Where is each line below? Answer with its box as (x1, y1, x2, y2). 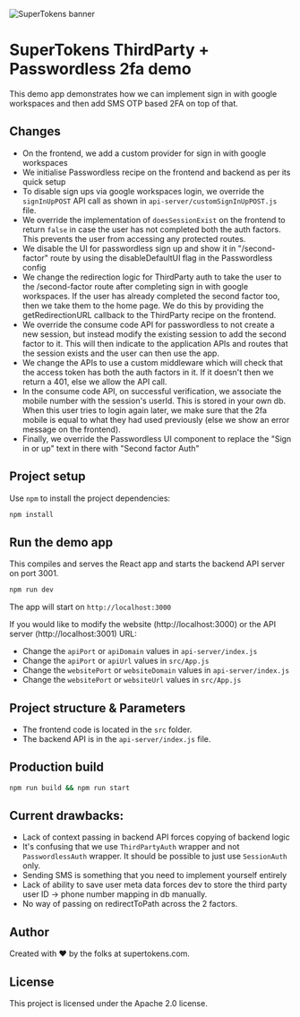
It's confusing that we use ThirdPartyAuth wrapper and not (21, 841, 240, 852)
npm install (9, 510, 54, 519)
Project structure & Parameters (9, 700, 186, 716)
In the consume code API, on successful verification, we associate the (21, 385, 282, 396)
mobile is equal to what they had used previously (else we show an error (21, 414, 290, 425)
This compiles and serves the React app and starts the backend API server (9, 558, 285, 569)
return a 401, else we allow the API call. (21, 376, 167, 387)
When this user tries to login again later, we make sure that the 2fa (21, 404, 267, 416)
